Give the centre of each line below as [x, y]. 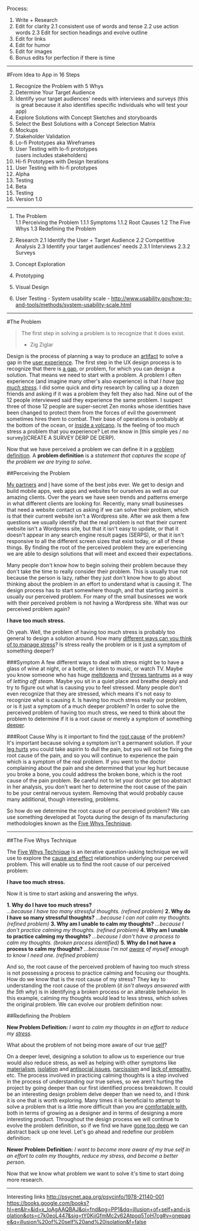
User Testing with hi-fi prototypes [56, 168]
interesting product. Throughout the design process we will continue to [93, 1119]
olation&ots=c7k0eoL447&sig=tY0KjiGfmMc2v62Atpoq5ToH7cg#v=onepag [99, 1216]
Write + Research [36, 20]
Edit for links [30, 39]
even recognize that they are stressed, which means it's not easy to [89, 694]
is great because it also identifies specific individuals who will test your [102, 105]
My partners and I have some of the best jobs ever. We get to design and [95, 485]
